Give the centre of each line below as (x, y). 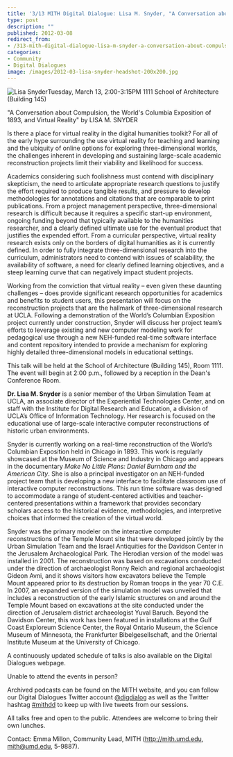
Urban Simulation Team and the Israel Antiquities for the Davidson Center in (115, 546)
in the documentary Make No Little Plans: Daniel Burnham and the (102, 466)
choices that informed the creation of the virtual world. (85, 517)
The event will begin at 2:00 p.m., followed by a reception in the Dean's (109, 373)
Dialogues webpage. (36, 663)
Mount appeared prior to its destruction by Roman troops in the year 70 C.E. (115, 583)
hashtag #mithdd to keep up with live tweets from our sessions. (98, 704)
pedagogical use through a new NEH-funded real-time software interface (112, 337)
